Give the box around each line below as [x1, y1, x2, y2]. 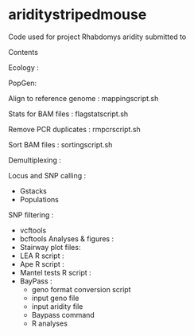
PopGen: [8, 78, 37, 88]
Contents [8, 47, 38, 57]
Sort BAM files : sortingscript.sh [8, 139, 113, 149]
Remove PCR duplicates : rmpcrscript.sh [8, 124, 141, 134]
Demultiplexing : [8, 155, 62, 165]
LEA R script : [19, 251, 64, 260]
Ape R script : [19, 259, 65, 268]
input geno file [31, 293, 80, 303]
